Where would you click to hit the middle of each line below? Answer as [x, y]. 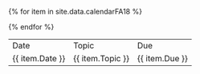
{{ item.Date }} [39, 58]
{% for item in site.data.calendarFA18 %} [76, 12]
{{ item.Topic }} [102, 58]
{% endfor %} [31, 27]
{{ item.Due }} [163, 58]
